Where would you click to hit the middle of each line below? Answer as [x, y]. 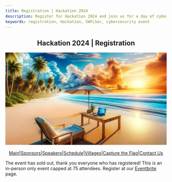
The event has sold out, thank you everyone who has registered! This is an [84, 163]
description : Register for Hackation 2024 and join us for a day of [80, 16]
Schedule [73, 153]
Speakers [52, 153]
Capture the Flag [120, 153]
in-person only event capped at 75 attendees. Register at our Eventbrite [81, 169]
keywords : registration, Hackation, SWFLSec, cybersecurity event [78, 22]
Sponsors [30, 153]
